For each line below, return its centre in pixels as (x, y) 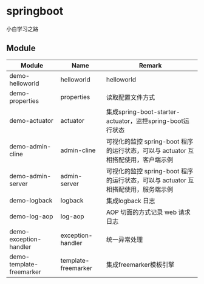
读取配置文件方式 (131, 97)
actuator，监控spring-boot (144, 121)
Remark (150, 65)
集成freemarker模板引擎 (140, 265)
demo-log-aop (31, 216)
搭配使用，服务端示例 (143, 189)
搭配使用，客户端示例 (143, 159)
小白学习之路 (22, 29)
